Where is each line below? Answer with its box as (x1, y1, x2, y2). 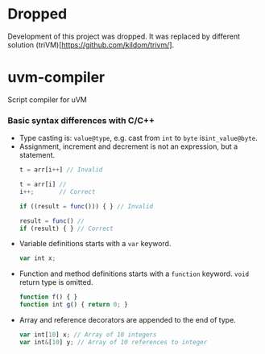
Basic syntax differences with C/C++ (7, 114, 155, 126)
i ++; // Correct (19, 187, 96, 196)
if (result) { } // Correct (19, 224, 114, 233)
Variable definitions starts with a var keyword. (19, 239, 172, 249)
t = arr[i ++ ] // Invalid (19, 166, 103, 174)
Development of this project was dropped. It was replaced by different (7, 31, 241, 41)
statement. (19, 150, 56, 160)
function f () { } (19, 293, 78, 302)
